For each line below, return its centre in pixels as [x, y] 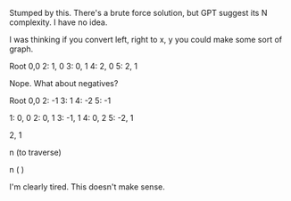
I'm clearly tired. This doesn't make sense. [87, 187]
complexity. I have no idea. [58, 22]
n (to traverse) [36, 152]
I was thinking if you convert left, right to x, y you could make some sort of [146, 40]
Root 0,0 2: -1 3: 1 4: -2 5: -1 [60, 100]
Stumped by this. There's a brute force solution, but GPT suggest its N [138, 13]
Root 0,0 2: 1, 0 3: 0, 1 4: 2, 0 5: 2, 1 [74, 66]
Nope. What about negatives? [64, 83]
